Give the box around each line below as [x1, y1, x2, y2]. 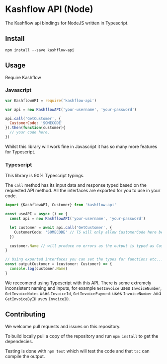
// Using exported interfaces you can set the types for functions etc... [5, 257, 164, 262]
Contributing [5, 310, 46, 319]
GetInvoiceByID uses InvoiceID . [5, 295, 70, 302]
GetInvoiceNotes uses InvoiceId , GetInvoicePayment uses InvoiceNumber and [5, 290, 162, 296]
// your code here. [9, 130, 50, 135]
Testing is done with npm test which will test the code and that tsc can [5, 348, 150, 354]
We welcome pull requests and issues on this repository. [5, 323, 121, 329]
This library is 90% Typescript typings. [5, 173, 84, 179]
